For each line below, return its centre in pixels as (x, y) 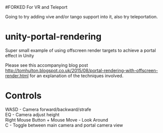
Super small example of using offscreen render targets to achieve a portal (81, 50)
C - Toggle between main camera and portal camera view (64, 125)
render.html (17, 76)
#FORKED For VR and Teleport (36, 7)
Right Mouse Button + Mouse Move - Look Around (57, 120)
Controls (23, 96)
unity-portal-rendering (53, 37)
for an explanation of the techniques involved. (77, 76)
